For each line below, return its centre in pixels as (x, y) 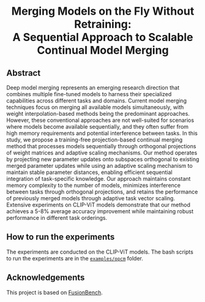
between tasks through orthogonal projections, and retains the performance (102, 192)
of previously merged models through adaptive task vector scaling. (91, 198)
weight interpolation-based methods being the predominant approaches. (98, 114)
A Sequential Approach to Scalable (103, 37)
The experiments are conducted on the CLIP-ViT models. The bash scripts (100, 252)
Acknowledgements (46, 278)
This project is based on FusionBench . (54, 292)
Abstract (24, 73)
